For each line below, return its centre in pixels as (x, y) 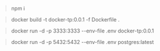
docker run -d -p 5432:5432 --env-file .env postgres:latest (82, 42)
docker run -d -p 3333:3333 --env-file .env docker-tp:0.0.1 (82, 31)
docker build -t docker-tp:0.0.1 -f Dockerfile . (65, 19)
